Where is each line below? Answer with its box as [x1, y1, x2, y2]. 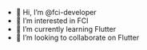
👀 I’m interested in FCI [15, 16, 89, 25]
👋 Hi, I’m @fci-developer [15, 8, 97, 17]
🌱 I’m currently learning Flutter [15, 25, 117, 33]
